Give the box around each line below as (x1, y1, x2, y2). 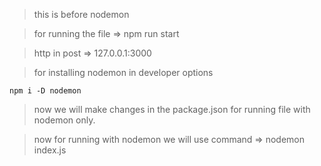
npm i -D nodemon (9, 86, 82, 96)
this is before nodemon (33, 9, 130, 20)
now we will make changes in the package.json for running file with (33, 104, 311, 115)
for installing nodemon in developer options (33, 67, 214, 78)
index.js (33, 144, 67, 156)
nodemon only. (33, 114, 96, 126)
